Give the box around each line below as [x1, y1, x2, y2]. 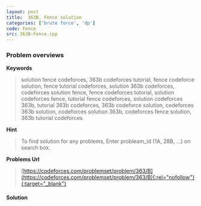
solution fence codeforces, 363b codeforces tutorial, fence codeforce [20, 76, 194, 83]
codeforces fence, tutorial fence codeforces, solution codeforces [20, 95, 183, 103]
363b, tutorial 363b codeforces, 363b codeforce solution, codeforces [20, 101, 194, 109]
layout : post [6, 8, 39, 15]
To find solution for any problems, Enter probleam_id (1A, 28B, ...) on [20, 138, 191, 145]
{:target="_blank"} [20, 180, 67, 187]
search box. [20, 144, 51, 151]
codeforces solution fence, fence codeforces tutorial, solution [20, 89, 175, 96]
